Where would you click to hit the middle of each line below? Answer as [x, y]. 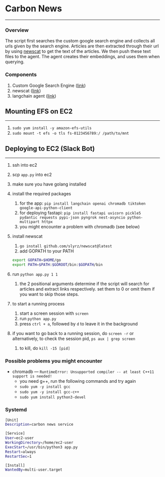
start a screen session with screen [54, 313]
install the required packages [41, 194]
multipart [30, 222]
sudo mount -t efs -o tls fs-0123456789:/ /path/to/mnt [70, 134]
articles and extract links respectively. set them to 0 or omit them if [87, 289]
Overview [17, 30]
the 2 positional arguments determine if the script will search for [84, 284]
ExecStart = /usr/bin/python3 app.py [41, 447]
